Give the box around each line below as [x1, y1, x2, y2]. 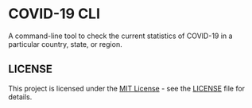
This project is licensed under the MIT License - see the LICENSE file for [8, 83, 245, 93]
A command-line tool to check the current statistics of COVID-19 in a [8, 31, 233, 40]
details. [8, 92, 33, 102]
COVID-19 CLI [8, 5, 101, 23]
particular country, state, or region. [8, 39, 122, 48]
